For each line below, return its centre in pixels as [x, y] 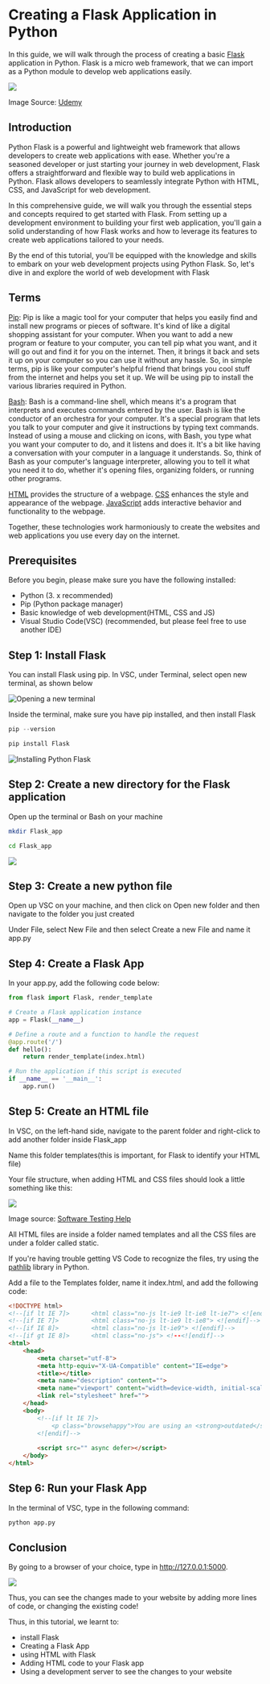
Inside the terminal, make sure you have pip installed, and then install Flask [132, 714]
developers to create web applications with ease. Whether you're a [119, 156]
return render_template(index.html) [84, 1057]
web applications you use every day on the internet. [94, 535]
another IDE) [41, 630]
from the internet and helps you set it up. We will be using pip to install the [131, 377]
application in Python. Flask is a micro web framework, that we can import [131, 63]
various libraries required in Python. [67, 385]
